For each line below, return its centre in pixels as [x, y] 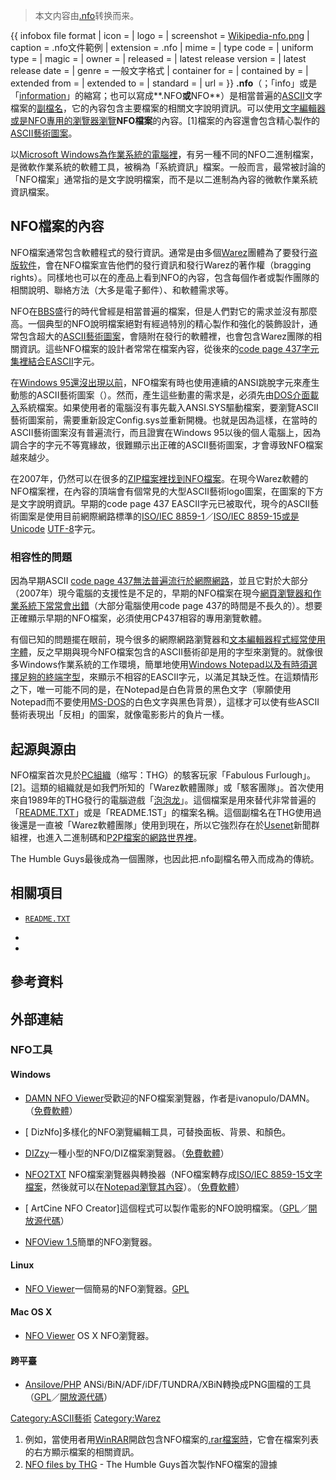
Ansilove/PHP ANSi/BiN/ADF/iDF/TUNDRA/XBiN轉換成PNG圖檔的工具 [168, 1385]
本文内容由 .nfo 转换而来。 [87, 15]
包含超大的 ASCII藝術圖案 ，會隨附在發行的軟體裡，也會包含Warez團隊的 [166, 336]
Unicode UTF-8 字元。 [55, 528]
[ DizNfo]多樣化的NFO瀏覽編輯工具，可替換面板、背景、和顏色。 [158, 1131]
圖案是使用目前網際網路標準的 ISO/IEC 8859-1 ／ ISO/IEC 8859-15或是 [159, 516]
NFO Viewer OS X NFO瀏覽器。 [89, 1336]
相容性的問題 [41, 557]
